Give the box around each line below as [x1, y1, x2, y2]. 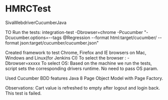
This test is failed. [5, 90, 42, 96]
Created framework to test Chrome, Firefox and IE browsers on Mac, [5, 49, 146, 55]
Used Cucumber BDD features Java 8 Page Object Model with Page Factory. [5, 75, 163, 81]
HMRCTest [5, 3, 51, 14]
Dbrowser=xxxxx [5, 60, 41, 66]
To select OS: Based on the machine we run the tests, [41, 60, 152, 66]
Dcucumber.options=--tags [5, 34, 62, 40]
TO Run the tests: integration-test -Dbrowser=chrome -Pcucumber [5, 29, 143, 35]
